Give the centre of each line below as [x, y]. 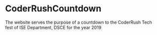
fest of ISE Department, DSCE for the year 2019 [53, 27]
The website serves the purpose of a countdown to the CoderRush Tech [78, 22]
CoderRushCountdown [53, 9]
